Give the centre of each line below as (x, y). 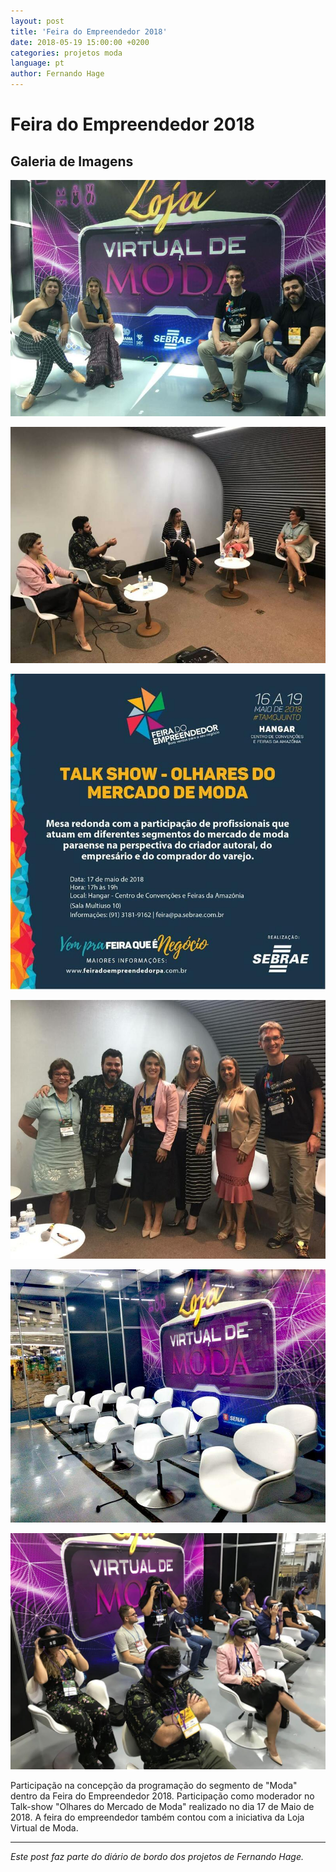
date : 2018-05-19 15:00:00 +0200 (80, 42)
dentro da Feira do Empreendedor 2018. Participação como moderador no (162, 1796)
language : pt (37, 63)
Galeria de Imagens (72, 161)
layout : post (37, 21)
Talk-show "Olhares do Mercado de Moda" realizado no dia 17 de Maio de (162, 1806)
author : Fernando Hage (57, 74)
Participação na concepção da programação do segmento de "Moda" (154, 1785)
